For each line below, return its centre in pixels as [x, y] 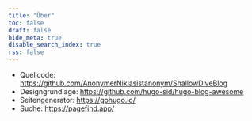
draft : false [30, 30]
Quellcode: [37, 75]
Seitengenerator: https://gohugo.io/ [78, 100]
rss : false [26, 52]
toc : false [26, 23]
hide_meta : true [35, 38]
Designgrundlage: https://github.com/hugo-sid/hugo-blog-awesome [132, 91]
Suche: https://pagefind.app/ [67, 108]
